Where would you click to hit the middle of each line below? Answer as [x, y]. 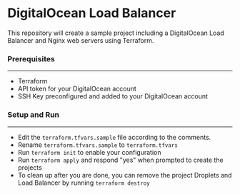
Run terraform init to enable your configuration [89, 152]
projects [30, 167]
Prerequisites [31, 58]
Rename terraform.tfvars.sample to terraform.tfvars [98, 145]
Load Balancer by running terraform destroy [84, 183]
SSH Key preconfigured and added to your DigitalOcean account [113, 96]
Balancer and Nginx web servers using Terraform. [81, 40]
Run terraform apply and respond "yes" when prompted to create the [120, 160]
